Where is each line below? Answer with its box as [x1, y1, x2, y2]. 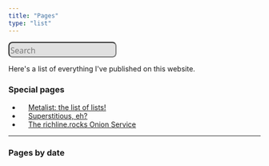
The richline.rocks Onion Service [27, 119, 136, 129]
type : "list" [8, 19, 52, 27]
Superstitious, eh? [27, 111, 88, 120]
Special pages [8, 84, 65, 95]
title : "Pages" [8, 11, 59, 20]
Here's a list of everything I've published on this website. [8, 64, 196, 74]
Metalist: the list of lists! [27, 102, 106, 112]
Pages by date [8, 147, 66, 158]
